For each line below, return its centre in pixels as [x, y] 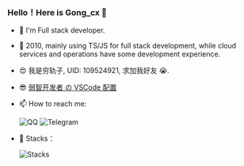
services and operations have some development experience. [120, 54]
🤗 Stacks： [37, 139]
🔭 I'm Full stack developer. [62, 30]
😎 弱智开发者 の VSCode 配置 [68, 87]
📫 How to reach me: [53, 104]
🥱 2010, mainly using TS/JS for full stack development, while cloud [128, 46]
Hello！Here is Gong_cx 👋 [57, 12]
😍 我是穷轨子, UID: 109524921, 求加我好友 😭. [94, 71]
